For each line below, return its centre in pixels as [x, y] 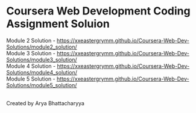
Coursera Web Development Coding [99, 11]
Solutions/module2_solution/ [42, 47]
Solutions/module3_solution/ [42, 60]
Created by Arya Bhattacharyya [45, 103]
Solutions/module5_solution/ [42, 85]
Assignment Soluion [58, 24]
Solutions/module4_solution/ [42, 72]
